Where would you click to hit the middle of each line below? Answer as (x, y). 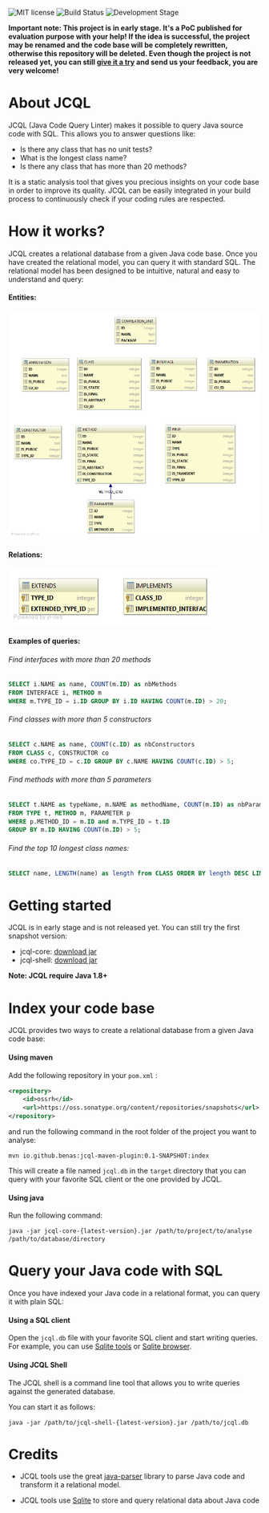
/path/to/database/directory (57, 1239)
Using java (26, 1198)
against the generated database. (62, 1391)
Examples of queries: (44, 641)
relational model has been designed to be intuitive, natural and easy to (124, 270)
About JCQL (50, 103)
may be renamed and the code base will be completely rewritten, (118, 45)
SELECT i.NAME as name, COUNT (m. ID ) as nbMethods (93, 685)
